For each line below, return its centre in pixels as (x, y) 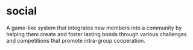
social (22, 11)
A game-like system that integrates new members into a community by (94, 28)
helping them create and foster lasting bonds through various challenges (96, 34)
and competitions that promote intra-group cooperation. (76, 40)
